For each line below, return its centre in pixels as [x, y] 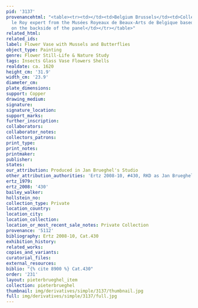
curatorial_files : [29, 258]
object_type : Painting [34, 50]
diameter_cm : [22, 83]
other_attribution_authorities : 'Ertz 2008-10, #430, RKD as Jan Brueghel [100, 176]
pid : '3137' [21, 11]
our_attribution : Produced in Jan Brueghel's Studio [72, 170]
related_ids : [22, 39]
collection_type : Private [38, 203]
